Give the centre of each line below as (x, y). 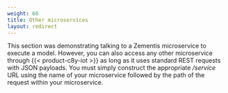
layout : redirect (32, 26)
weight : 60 (23, 13)
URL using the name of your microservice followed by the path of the (106, 75)
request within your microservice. (55, 83)
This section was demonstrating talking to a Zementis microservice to (107, 46)
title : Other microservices (48, 20)
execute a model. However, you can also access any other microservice (110, 53)
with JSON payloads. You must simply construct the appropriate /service (112, 68)
